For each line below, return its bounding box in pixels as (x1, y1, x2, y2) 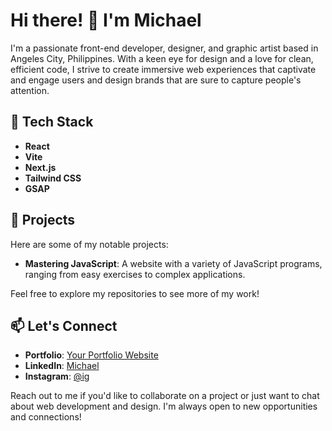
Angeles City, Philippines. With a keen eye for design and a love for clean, (10, 52, 314, 64)
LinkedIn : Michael (24, 360, 100, 372)
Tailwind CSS (24, 172, 82, 184)
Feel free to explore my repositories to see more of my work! (10, 287, 260, 299)
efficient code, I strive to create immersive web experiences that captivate (10, 63, 317, 75)
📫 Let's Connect (10, 317, 118, 334)
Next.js (24, 161, 57, 173)
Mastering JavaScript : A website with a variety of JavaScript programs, (24, 257, 323, 269)
